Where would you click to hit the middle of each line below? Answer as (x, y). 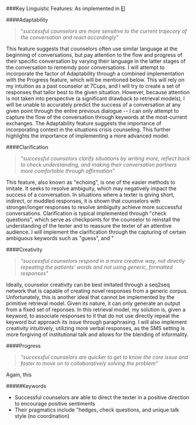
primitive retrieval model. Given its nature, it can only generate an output (93, 303)
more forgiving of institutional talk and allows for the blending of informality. (97, 334)
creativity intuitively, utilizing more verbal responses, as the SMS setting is (96, 328)
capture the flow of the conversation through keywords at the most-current (97, 117)
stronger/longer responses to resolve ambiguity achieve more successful (94, 207)
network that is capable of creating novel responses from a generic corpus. (97, 291)
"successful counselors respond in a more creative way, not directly (103, 261)
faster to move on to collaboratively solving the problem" (89, 363)
